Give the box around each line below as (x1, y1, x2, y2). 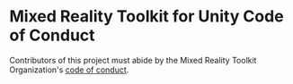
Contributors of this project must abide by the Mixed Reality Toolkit (9, 55, 257, 65)
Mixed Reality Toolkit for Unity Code (9, 6, 285, 27)
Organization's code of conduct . (9, 64, 129, 75)
